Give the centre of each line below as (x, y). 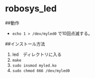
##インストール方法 (25, 44)
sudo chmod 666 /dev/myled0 (41, 71)
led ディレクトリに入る (37, 54)
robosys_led (31, 9)
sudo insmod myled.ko (34, 65)
